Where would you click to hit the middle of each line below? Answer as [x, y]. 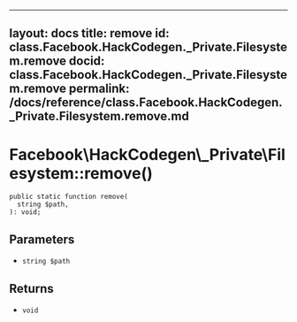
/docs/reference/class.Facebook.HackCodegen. [146, 103]
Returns [32, 288]
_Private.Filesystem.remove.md [99, 116]
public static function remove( [69, 197]
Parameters [42, 239]
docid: [87, 61]
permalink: [99, 89]
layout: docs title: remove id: [89, 33]
